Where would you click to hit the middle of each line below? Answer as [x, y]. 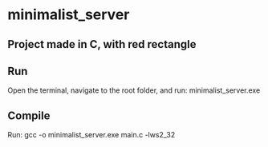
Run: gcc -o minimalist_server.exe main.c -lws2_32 [91, 135]
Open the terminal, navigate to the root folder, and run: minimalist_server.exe [134, 90]
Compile [29, 115]
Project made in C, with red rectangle [102, 44]
